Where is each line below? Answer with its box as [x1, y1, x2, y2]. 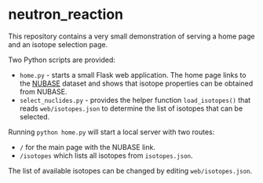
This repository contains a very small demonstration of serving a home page [8, 31, 255, 41]
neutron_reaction [8, 5, 124, 24]
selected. [19, 112, 50, 121]
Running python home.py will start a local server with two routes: [8, 127, 215, 137]
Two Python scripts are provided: [8, 55, 116, 64]
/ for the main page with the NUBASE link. [19, 142, 155, 152]
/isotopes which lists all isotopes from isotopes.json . [19, 151, 194, 160]
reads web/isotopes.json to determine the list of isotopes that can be [19, 104, 243, 113]
